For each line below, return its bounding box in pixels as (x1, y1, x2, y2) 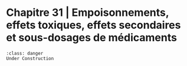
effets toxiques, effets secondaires (6, 18, 181, 32)
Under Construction (6, 55, 54, 61)
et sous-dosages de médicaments (6, 31, 177, 44)
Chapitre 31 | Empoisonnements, (6, 6, 169, 19)
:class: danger (6, 50, 44, 56)
